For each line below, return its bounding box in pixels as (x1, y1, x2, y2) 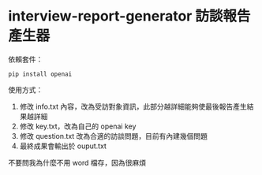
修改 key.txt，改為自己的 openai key (19, 121, 137, 131)
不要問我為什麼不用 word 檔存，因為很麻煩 (8, 158, 147, 167)
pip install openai (8, 70, 73, 78)
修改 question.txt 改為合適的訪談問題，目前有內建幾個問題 (19, 131, 208, 140)
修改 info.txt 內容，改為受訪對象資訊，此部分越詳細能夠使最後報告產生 (19, 102, 247, 111)
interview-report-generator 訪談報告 (8, 7, 251, 25)
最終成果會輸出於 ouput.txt (19, 141, 107, 151)
